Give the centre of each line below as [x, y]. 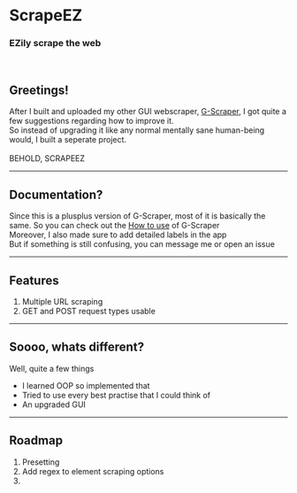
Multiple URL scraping [62, 301]
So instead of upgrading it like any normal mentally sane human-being [137, 130]
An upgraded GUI [54, 404]
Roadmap [36, 440]
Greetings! [39, 90]
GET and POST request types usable [89, 311]
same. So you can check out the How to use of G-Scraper [114, 226]
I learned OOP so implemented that [86, 385]
